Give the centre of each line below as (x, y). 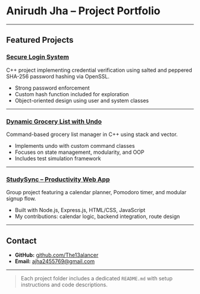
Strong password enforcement (52, 88)
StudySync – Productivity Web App (58, 179)
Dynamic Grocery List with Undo (54, 121)
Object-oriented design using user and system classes (82, 100)
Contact (21, 241)
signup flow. (21, 199)
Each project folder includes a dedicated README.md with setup (96, 279)
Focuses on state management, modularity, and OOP (79, 152)
